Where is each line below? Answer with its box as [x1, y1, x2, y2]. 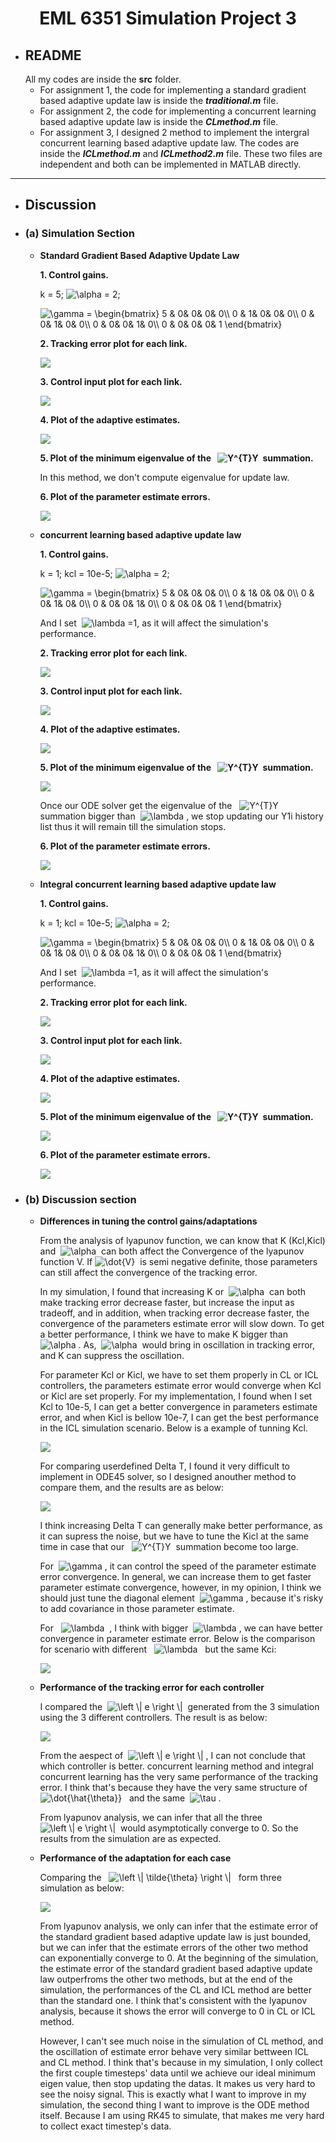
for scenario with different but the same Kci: [39, 1643, 277, 1655]
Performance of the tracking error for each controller [39, 1681, 265, 1693]
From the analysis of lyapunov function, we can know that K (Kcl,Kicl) [39, 1234, 326, 1246]
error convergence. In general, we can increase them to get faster [39, 1570, 312, 1582]
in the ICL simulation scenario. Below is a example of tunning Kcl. [39, 1422, 308, 1434]
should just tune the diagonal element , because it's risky [39, 1592, 324, 1604]
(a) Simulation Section [24, 227, 135, 241]
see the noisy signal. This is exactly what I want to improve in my [39, 2088, 307, 2100]
